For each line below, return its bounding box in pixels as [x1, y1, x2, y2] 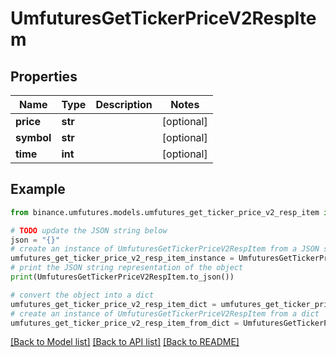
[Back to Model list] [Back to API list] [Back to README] [10, 336, 240, 348]
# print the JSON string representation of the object [10, 263, 244, 273]
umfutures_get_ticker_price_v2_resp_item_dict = [10, 299, 217, 309]
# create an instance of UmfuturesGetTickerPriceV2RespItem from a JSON [10, 244, 320, 254]
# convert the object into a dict [10, 290, 155, 300]
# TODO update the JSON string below [10, 225, 168, 236]
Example [10, 181, 66, 198]
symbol [15, 131, 52, 144]
